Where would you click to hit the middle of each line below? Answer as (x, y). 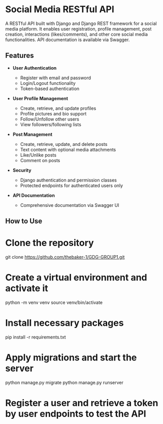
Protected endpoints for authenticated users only (72, 185)
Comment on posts (40, 160)
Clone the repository (50, 243)
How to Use (24, 221)
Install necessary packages (64, 323)
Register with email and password (56, 78)
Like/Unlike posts (38, 155)
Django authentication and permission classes (68, 180)
